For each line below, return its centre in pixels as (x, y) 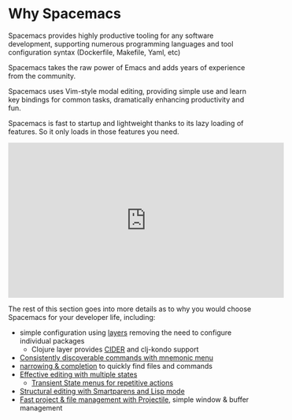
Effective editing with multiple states (78, 374)
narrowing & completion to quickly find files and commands (116, 366)
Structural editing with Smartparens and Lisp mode (102, 391)
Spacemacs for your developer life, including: (82, 317)
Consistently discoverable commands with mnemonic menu (116, 357)
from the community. (42, 76)
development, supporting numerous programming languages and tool (121, 43)
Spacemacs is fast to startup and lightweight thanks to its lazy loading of (126, 123)
